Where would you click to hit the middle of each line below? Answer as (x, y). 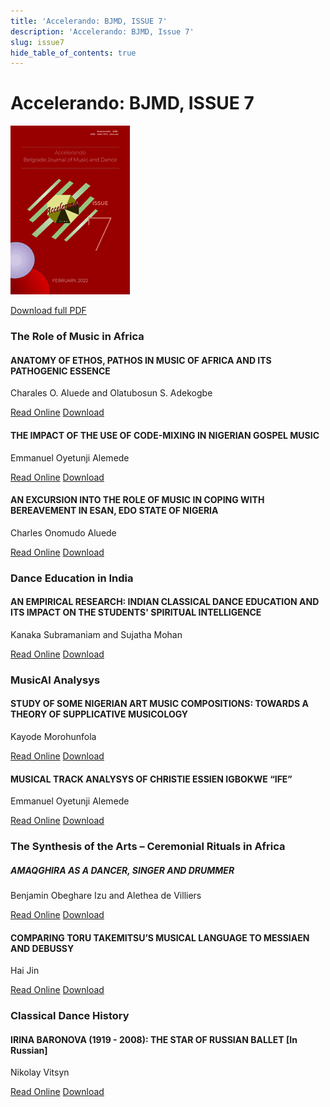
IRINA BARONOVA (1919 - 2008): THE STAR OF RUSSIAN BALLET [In (154, 1039)
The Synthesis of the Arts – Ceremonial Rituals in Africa (148, 847)
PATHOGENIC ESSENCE (60, 371)
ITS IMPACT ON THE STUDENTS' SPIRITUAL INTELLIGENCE (136, 612)
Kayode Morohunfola (53, 736)
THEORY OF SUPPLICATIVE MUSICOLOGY (99, 714)
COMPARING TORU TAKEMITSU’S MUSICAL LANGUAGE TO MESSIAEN (160, 937)
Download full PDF (48, 311)
